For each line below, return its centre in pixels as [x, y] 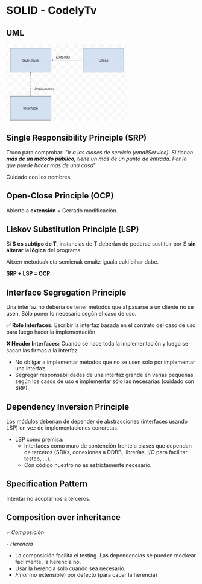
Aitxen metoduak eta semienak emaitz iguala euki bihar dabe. [82, 262]
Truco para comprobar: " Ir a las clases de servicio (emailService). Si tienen [100, 152]
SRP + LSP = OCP [28, 274]
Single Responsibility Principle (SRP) [76, 138]
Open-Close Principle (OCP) [60, 196]
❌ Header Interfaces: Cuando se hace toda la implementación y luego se [97, 344]
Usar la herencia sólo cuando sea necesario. [70, 568]
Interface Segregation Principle [66, 292]
